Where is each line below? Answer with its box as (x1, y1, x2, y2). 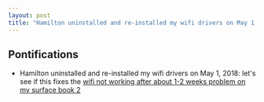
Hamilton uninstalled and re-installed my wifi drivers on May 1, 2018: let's (19, 68, 256, 78)
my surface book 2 (19, 86, 81, 95)
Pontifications (8, 48, 79, 61)
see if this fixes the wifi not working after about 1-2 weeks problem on (19, 77, 246, 86)
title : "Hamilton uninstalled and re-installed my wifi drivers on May (8, 19, 247, 27)
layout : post (8, 11, 51, 20)
